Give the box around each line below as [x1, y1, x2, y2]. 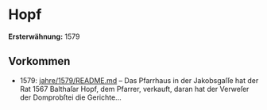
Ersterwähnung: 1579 [8, 32, 80, 41]
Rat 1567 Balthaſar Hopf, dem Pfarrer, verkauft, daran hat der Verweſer [19, 84, 250, 93]
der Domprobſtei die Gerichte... [19, 93, 122, 102]
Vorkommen [8, 55, 71, 68]
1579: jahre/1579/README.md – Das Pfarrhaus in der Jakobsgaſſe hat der [19, 75, 259, 85]
